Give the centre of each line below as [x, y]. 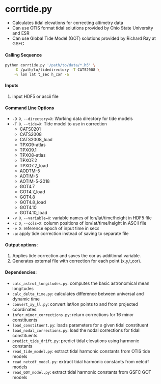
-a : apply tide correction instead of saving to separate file [70, 234]
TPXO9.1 [28, 150]
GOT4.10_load [33, 213]
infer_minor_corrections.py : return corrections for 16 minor [73, 314]
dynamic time [26, 299]
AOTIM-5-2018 [35, 181]
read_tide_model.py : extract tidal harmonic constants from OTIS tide [81, 351]
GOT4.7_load [32, 192]
